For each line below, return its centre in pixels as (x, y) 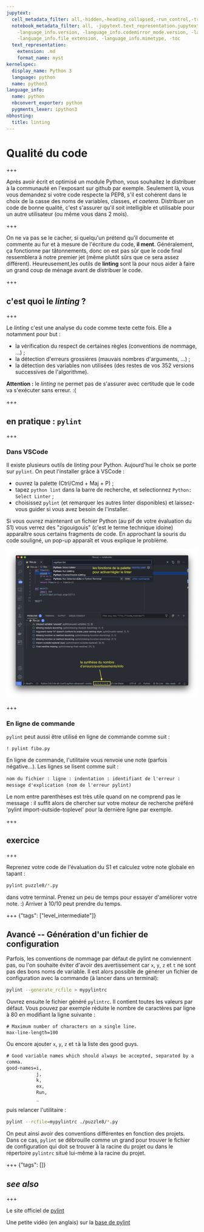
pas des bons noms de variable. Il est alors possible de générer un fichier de (102, 972)
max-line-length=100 (32, 1033)
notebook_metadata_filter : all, (53, 26)
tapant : (16, 873)
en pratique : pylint (44, 421)
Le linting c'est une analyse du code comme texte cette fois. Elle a (89, 328)
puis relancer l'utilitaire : (36, 1110)
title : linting (31, 122)
